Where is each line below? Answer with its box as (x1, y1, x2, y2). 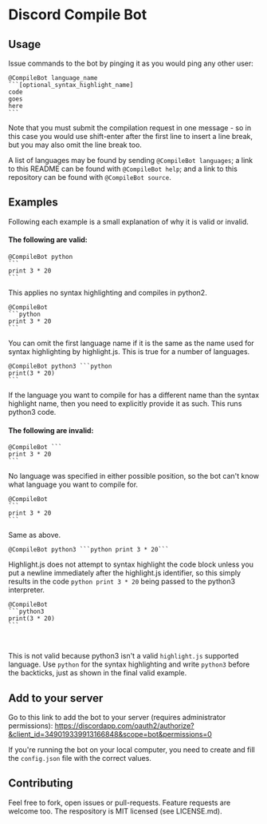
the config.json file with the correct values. (8, 754, 151, 763)
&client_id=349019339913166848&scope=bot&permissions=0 (8, 730, 213, 739)
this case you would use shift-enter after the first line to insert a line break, (8, 132, 253, 141)
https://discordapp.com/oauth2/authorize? (54, 721, 194, 730)
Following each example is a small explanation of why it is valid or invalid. (8, 217, 249, 226)
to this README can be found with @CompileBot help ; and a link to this (8, 164, 238, 173)
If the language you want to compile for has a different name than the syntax (8, 390, 260, 400)
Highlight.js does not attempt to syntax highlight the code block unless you (8, 559, 253, 569)
